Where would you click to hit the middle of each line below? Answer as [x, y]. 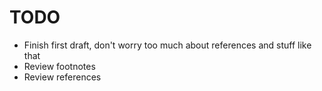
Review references [62, 77]
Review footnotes [59, 66]
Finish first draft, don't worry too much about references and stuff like [167, 45]
